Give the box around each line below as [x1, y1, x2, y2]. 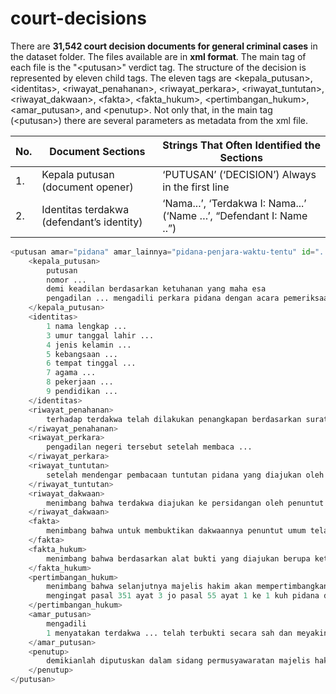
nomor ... [46, 275, 87, 285]
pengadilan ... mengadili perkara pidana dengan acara [46, 293, 280, 304]
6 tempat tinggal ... [46, 358, 137, 369]
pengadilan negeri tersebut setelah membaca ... [46, 442, 253, 452]
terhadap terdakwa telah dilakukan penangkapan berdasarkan [46, 414, 302, 424]
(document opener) [41, 180, 134, 194]
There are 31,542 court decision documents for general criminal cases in [10, 40, 318, 52]
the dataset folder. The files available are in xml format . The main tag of [10, 50, 307, 62]
